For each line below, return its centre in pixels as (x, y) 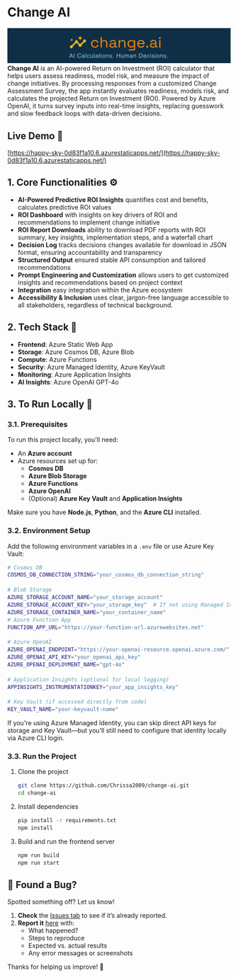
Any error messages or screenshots (80, 953)
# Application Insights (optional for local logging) (89, 680)
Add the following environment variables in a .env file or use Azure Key (111, 546)
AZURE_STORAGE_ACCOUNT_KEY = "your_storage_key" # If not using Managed (115, 605)
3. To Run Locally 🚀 (50, 404)
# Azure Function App (39, 620)
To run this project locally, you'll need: (63, 440)
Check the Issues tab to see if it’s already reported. (92, 916)
